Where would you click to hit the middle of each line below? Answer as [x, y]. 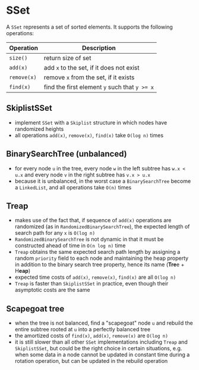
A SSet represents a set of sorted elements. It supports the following [90, 27]
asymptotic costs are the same [52, 290]
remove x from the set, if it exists [89, 77]
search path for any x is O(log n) [55, 233]
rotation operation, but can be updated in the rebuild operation [91, 361]
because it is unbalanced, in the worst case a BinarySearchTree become [103, 181]
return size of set [67, 58]
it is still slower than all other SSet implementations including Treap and [101, 342]
